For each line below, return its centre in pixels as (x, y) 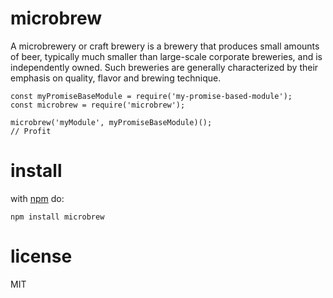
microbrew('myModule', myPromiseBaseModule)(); (111, 122)
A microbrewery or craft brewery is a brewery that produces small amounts (165, 46)
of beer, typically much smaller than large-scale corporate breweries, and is (166, 56)
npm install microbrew (57, 217)
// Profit (31, 131)
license (41, 256)
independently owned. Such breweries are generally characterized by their (164, 67)
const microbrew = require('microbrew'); (98, 105)
